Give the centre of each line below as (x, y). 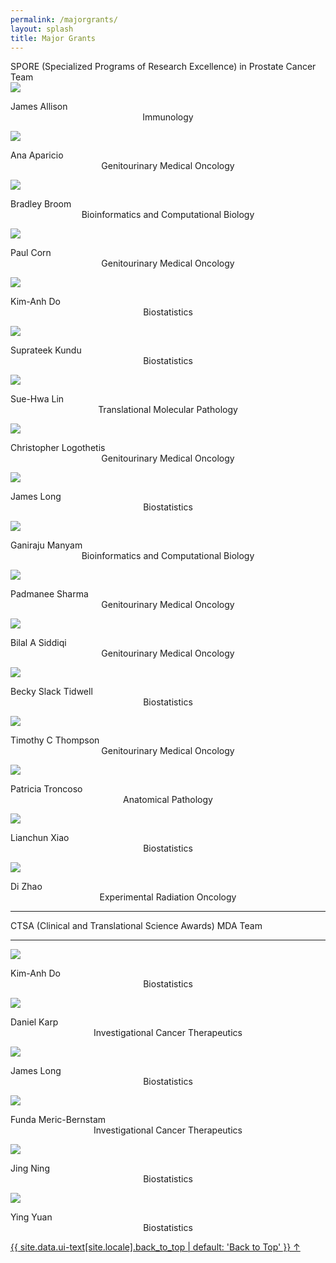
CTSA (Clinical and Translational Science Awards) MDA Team (136, 926)
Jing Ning (30, 1168)
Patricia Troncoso (46, 789)
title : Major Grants (53, 38)
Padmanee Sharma (49, 594)
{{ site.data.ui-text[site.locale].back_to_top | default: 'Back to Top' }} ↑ (155, 1247)
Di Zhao (26, 887)
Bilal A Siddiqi (38, 643)
